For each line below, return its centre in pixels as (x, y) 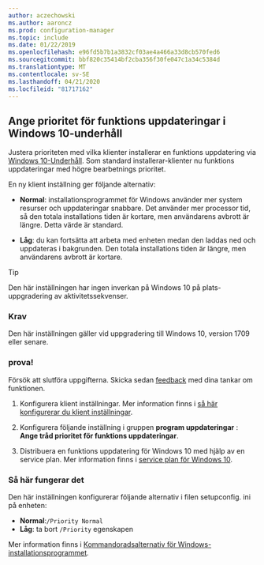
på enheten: (28, 506)
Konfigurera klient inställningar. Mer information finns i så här (119, 403)
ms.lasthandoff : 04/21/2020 (54, 81)
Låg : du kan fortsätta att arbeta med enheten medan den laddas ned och (138, 240)
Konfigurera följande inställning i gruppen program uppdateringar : (129, 427)
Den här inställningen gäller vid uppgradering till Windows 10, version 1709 (129, 333)
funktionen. (27, 388)
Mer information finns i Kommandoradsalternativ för (92, 544)
